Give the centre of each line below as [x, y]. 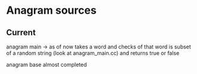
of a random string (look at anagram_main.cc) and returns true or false [93, 53]
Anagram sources [51, 10]
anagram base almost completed [47, 64]
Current [21, 33]
